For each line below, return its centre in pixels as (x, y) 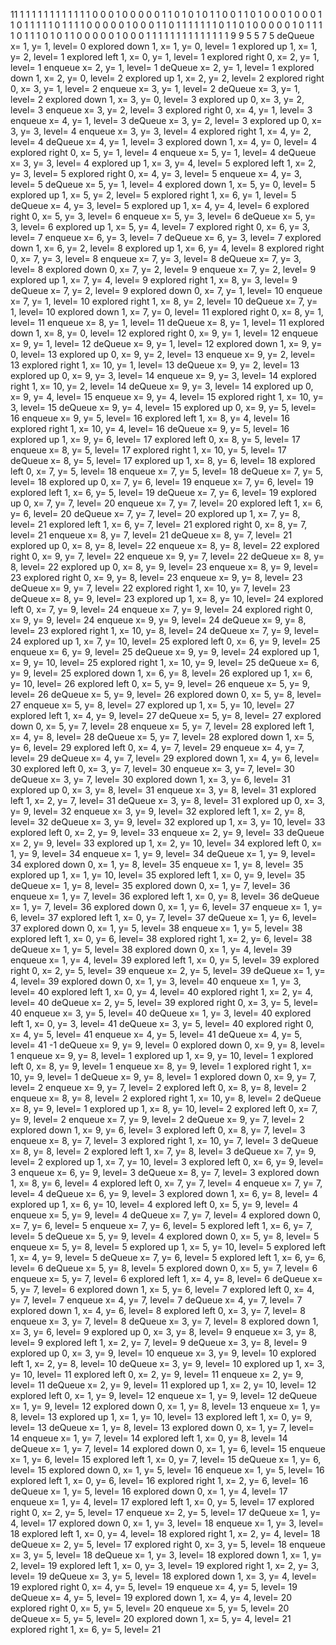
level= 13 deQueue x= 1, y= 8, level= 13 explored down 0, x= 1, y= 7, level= (162, 1427)
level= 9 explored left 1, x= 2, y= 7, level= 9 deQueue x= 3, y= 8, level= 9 (159, 1342)
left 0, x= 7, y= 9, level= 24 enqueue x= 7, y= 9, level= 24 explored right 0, (161, 609)
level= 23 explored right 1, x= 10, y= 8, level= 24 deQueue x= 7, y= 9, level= (165, 630)
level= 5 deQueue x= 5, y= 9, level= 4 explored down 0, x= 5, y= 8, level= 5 (165, 1236)
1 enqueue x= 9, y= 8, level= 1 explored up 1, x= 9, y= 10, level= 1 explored (162, 1055)
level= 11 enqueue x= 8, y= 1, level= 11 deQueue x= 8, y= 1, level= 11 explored (167, 322)
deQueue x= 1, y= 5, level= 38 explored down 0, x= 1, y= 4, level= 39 (151, 949)
